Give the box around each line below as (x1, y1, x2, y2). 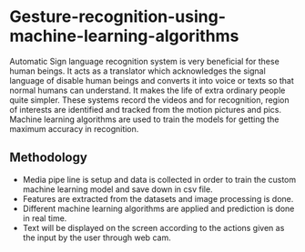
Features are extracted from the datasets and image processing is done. (22, 193, 294, 204)
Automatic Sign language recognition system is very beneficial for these (9, 55, 280, 66)
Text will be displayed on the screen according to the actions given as (22, 222, 285, 233)
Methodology (9, 150, 88, 166)
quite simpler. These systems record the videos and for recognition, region (9, 94, 290, 106)
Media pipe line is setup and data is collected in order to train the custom (22, 174, 297, 185)
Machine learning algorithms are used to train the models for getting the (9, 114, 280, 125)
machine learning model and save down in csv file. (22, 184, 213, 195)
